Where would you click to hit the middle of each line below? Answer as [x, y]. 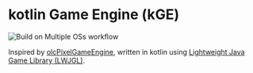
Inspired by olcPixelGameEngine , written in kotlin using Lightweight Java [126, 52]
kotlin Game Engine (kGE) [94, 15]
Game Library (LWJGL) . [47, 60]
